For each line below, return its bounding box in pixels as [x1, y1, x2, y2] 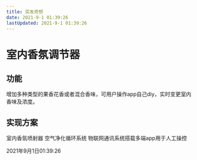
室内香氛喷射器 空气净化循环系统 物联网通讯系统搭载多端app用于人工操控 [6, 135, 187, 142]
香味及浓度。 [6, 98, 38, 105]
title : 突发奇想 [6, 8, 43, 15]
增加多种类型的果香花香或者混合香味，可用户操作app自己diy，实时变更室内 [6, 91, 192, 98]
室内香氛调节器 [6, 48, 80, 61]
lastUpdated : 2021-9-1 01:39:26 [6, 20, 87, 26]
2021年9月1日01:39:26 [6, 147, 61, 155]
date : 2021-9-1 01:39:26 [6, 14, 68, 20]
